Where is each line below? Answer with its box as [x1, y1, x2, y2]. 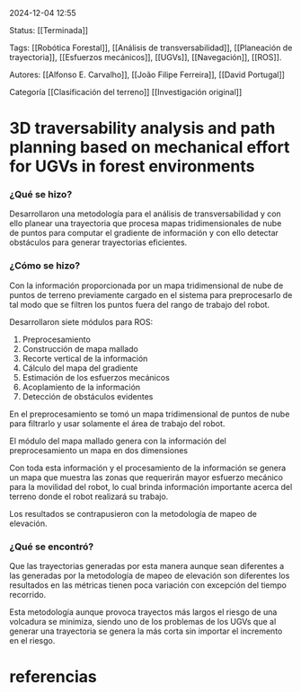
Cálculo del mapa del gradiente [22, 363, 138, 373]
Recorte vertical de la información [22, 353, 148, 364]
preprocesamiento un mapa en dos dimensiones [9, 444, 189, 456]
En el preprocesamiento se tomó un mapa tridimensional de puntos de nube [9, 408, 290, 419]
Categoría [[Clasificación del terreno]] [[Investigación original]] [9, 87, 243, 97]
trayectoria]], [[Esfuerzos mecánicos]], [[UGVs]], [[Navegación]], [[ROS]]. [9, 52, 282, 62]
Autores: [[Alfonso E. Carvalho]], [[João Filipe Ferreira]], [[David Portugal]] [9, 69, 286, 80]
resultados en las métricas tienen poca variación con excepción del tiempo [9, 580, 288, 591]
